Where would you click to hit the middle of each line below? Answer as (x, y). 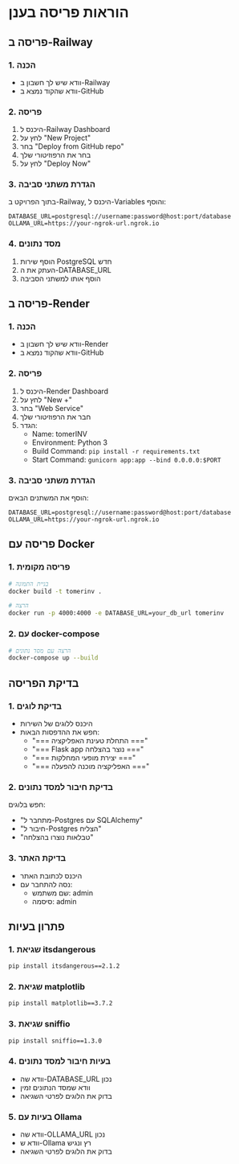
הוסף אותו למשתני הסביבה (61, 278)
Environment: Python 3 (70, 442)
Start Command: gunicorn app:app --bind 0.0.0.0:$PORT (126, 459)
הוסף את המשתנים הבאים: (49, 498)
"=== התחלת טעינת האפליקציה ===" (90, 740)
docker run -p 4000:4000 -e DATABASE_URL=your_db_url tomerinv (116, 613)
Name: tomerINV (60, 434)
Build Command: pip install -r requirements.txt (116, 450)
